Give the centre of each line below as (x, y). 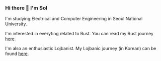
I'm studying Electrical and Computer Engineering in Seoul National (74, 19)
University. (16, 24)
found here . (17, 54)
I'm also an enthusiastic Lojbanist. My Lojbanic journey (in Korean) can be (81, 49)
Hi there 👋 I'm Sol (26, 8)
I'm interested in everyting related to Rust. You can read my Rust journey (79, 34)
